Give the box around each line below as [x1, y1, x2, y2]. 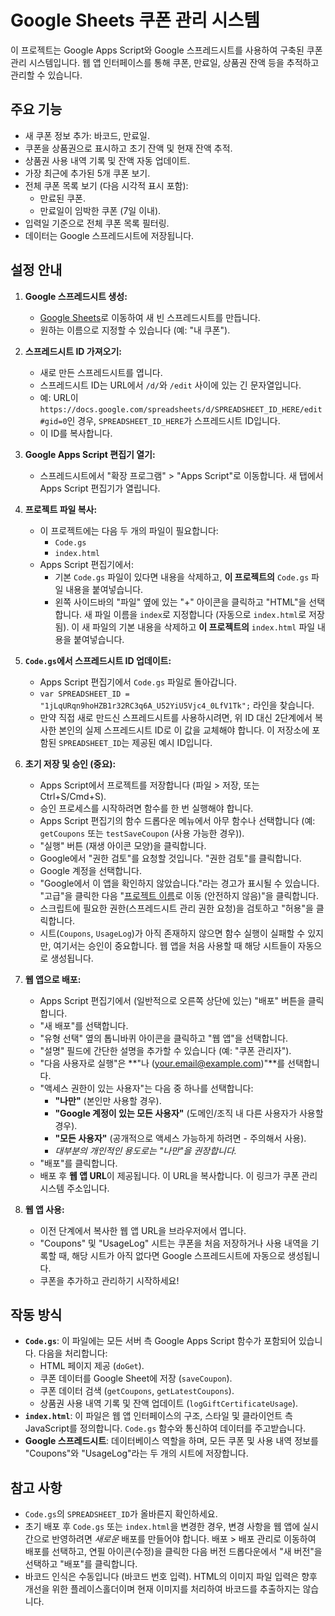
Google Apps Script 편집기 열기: [24, 448, 156, 460]
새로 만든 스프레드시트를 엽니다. [39, 366, 163, 378]
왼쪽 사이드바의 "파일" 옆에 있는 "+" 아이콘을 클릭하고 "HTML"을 [54, 596, 307, 608]
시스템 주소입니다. [39, 1182, 110, 1194]
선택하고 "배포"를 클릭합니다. [24, 1558, 138, 1570]
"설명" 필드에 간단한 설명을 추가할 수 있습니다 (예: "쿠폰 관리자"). [39, 1044, 292, 1056]
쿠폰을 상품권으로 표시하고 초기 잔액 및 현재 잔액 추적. [24, 142, 233, 154]
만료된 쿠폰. [39, 192, 86, 204]
